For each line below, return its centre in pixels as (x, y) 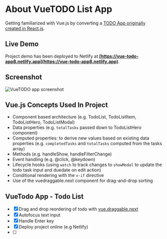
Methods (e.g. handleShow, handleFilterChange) (62, 154)
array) (19, 149)
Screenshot (24, 77)
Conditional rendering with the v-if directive (58, 175)
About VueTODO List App (59, 9)
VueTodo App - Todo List (44, 196)
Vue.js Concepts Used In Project (57, 105)
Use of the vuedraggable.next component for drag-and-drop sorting (83, 180)
